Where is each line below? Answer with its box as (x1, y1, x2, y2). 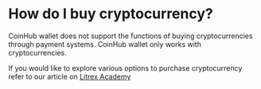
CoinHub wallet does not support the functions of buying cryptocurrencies (8, 31, 253, 41)
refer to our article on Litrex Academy (8, 72, 131, 81)
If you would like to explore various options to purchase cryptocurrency (8, 63, 243, 72)
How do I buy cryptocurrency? (8, 5, 213, 23)
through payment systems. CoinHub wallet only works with (8, 39, 201, 48)
